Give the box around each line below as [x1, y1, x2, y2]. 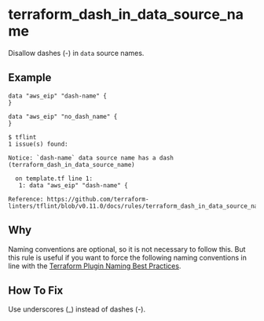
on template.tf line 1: [15, 175, 93, 183]
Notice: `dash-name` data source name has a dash [8, 153, 174, 162]
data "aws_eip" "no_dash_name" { [8, 113, 118, 120]
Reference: [8, 195, 44, 203]
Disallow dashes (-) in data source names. [8, 48, 145, 57]
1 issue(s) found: [8, 140, 68, 148]
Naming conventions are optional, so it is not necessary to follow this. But [8, 244, 246, 253]
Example [8, 71, 52, 84]
